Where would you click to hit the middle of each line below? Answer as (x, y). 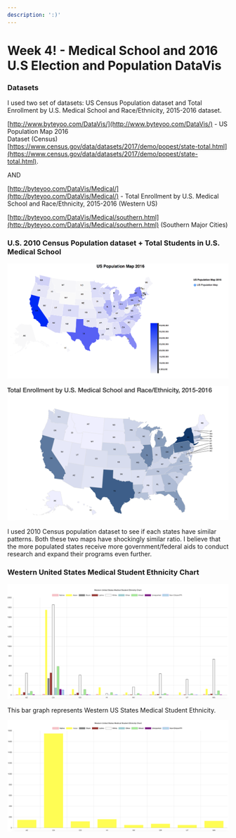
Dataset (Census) (33, 139)
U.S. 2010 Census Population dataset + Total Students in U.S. (113, 243)
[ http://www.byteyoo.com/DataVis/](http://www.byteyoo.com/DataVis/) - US (118, 124)
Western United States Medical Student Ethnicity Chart (103, 573)
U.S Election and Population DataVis (114, 65)
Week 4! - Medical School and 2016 (113, 50)
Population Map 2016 (38, 132)
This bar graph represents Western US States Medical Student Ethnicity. (112, 710)
